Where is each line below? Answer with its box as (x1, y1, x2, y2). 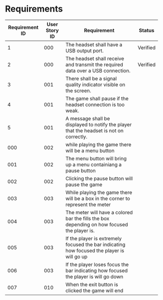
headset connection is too (65, 101, 125, 108)
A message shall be (65, 115, 110, 122)
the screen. (65, 87, 91, 94)
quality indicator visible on (65, 81, 126, 88)
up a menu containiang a (65, 161, 122, 168)
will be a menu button (65, 147, 115, 154)
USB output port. (65, 47, 104, 54)
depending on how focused (65, 221, 129, 228)
